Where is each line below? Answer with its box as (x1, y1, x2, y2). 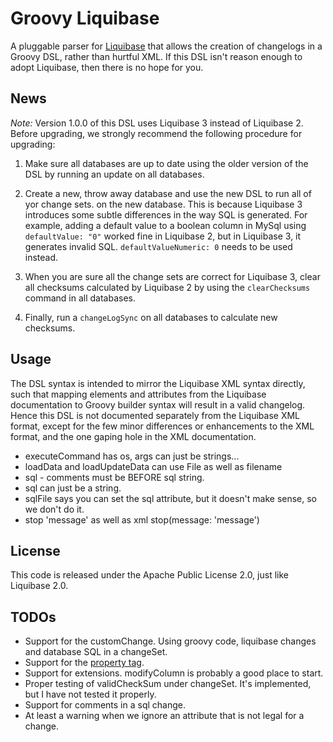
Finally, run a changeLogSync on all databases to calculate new (24, 311, 278, 323)
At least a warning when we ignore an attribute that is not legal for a (24, 710, 305, 722)
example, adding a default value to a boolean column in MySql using (24, 219, 307, 231)
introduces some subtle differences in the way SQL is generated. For (24, 208, 308, 221)
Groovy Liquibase (10, 7, 160, 30)
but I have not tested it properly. (24, 688, 157, 701)
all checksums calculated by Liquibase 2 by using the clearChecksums (24, 281, 311, 293)
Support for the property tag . (24, 657, 145, 669)
